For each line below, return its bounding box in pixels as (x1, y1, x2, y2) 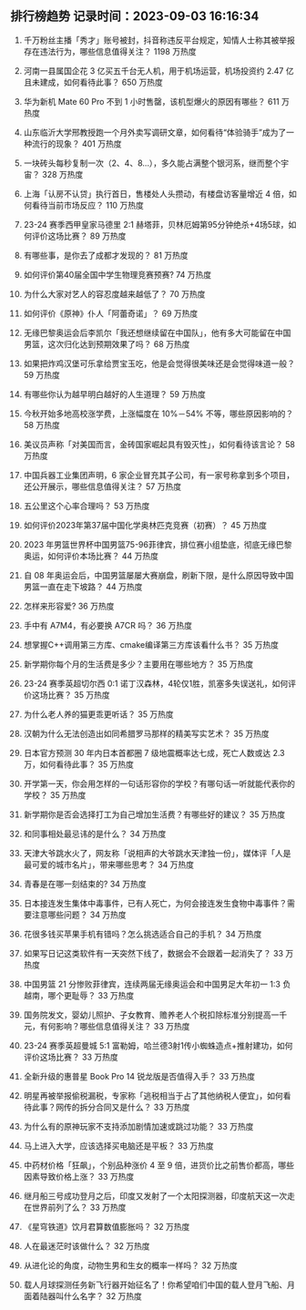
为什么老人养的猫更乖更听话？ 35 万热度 (23, 709, 174, 720)
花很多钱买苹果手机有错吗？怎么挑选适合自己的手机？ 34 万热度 (23, 928, 262, 939)
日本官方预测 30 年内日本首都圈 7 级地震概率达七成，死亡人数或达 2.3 (23, 747, 285, 758)
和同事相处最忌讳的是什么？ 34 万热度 (23, 828, 167, 839)
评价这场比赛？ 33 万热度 (23, 1051, 118, 1062)
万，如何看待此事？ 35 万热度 (23, 759, 135, 770)
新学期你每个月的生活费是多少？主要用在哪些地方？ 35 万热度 (23, 659, 254, 670)
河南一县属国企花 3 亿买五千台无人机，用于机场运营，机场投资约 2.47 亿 (23, 65, 294, 76)
